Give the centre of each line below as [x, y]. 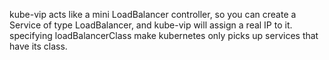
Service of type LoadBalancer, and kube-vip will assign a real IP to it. [151, 25]
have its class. [38, 46]
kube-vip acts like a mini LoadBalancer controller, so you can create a [153, 14]
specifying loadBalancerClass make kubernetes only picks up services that [164, 35]
